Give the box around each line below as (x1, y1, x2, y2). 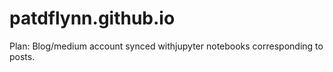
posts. (9, 50, 36, 62)
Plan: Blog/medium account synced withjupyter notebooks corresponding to (9, 40, 324, 52)
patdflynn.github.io (9, 7, 176, 30)
